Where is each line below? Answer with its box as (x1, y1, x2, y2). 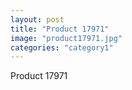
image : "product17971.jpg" (10, 33, 123, 43)
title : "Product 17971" (10, 24, 110, 34)
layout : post (10, 14, 65, 25)
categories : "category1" (10, 42, 114, 53)
